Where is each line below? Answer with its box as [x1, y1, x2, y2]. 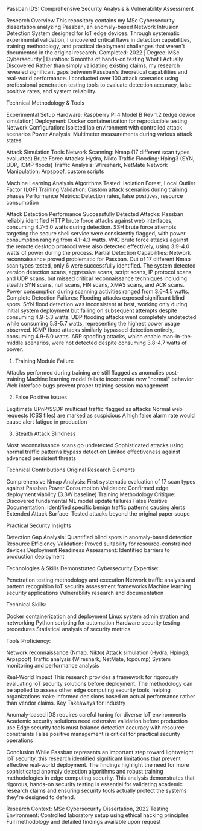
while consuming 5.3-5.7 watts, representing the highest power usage [6, 320, 180, 327]
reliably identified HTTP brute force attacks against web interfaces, [6, 217, 173, 224]
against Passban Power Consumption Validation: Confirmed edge [6, 484, 169, 491]
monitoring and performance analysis [6, 662, 99, 669]
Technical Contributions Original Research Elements [6, 466, 136, 473]
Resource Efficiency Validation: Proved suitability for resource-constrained [6, 540, 192, 547]
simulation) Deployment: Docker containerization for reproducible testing [6, 117, 188, 125]
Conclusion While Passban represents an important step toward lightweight [6, 749, 194, 755]
